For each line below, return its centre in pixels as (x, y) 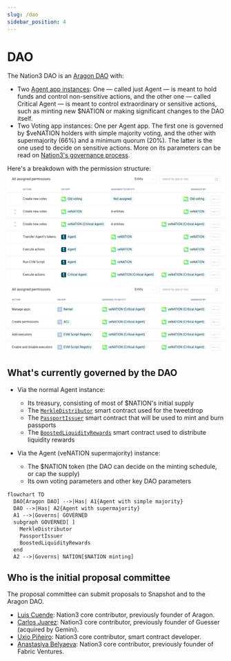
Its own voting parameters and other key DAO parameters (109, 481)
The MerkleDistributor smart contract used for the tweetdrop (115, 410)
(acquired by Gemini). (48, 630)
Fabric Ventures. (40, 651)
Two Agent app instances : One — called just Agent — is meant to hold (117, 89)
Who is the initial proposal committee (89, 578)
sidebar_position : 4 (37, 22)
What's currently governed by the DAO (92, 373)
